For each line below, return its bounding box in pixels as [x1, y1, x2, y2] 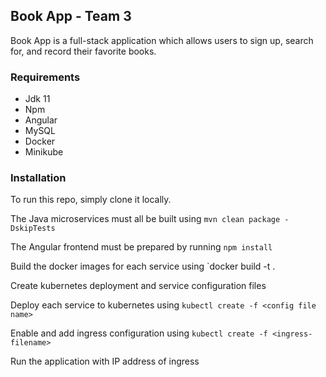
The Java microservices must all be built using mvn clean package [10, 213, 281, 225]
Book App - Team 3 [10, 8, 132, 25]
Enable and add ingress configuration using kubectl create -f [10, 327, 268, 339]
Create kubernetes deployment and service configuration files [10, 280, 267, 292]
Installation [10, 171, 67, 185]
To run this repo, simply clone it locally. [10, 194, 172, 206]
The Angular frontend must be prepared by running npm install [10, 241, 273, 253]
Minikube [24, 146, 64, 158]
